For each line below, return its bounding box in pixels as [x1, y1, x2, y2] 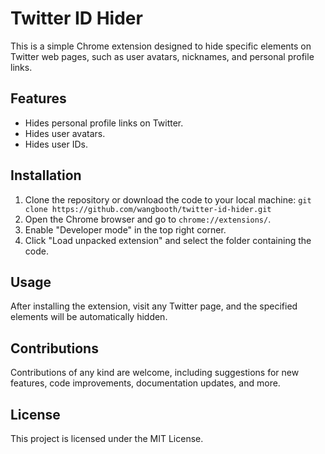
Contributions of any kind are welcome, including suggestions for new [10, 367, 300, 379]
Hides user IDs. [24, 138, 88, 150]
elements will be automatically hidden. [10, 311, 168, 323]
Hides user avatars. [24, 127, 106, 139]
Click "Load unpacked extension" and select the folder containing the [24, 234, 312, 246]
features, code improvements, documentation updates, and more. [10, 377, 281, 389]
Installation [10, 167, 82, 184]
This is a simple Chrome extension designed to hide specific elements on [10, 40, 312, 52]
